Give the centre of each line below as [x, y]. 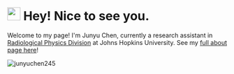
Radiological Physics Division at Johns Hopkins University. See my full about [117, 42]
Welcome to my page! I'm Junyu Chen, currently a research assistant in [110, 35]
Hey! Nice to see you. [87, 16]
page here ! [23, 50]
